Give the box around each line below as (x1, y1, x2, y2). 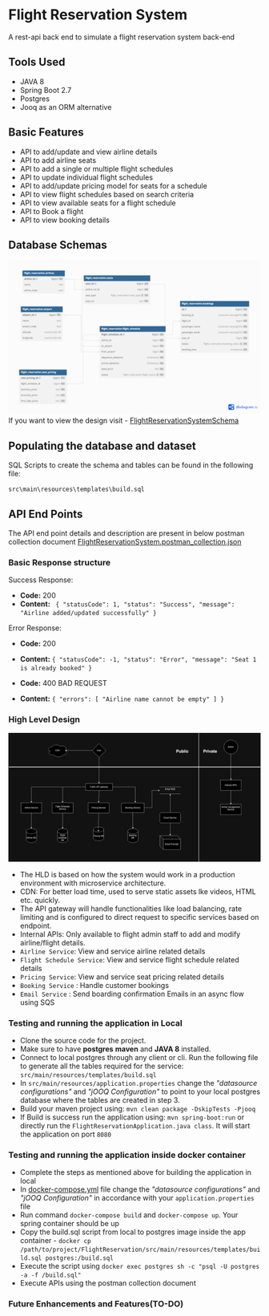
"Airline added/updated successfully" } (19, 609, 157, 618)
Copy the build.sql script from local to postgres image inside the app (19, 1227, 247, 1237)
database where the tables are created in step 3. (19, 1095, 180, 1104)
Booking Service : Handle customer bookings (19, 980, 170, 990)
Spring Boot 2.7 (19, 85, 72, 95)
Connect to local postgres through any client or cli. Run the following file (19, 1052, 259, 1062)
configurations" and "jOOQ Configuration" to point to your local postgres (19, 1087, 261, 1096)
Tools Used (8, 55, 66, 69)
